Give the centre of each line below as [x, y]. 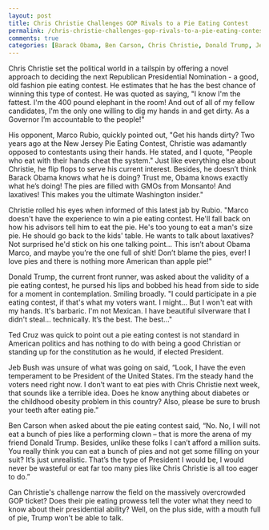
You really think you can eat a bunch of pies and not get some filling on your [134, 451]
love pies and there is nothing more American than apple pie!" [110, 261]
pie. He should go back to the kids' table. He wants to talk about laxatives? [131, 236]
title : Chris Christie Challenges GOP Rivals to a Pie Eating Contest [128, 23]
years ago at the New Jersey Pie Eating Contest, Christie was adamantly [127, 144]
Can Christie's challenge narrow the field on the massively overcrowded [127, 492]
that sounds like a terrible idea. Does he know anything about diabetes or [129, 393]
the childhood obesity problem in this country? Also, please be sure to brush [134, 402]
